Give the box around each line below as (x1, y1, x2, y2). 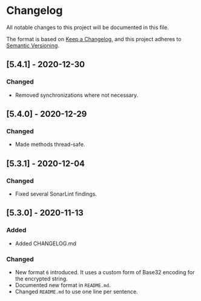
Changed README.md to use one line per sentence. (15, 288, 138, 295)
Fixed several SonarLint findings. (15, 190, 97, 197)
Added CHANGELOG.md (15, 240, 77, 247)
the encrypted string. (15, 275, 68, 282)
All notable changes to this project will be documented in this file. (6, 24, 170, 31)
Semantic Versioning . (6, 42, 59, 49)
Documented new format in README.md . (15, 281, 111, 288)
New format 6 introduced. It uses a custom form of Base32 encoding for (15, 268, 195, 276)
